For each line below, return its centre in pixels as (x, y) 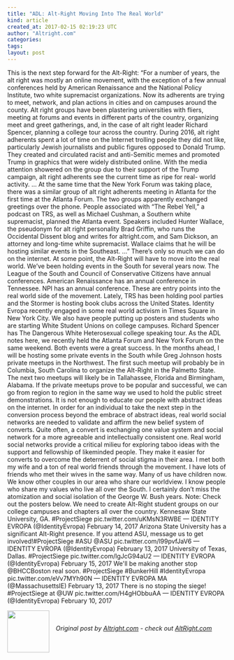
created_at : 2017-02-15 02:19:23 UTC (62, 27)
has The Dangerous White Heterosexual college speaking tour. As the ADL (114, 332)
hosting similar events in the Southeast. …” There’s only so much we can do (116, 251)
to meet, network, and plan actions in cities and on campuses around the (112, 102)
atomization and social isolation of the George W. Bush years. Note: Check (114, 496)
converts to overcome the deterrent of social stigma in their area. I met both (116, 459)
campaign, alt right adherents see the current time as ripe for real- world (112, 176)
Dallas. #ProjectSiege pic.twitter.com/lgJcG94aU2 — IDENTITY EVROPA (111, 556)
